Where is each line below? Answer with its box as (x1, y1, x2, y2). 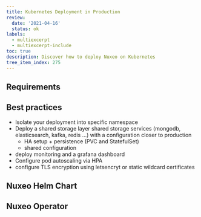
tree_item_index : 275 (6, 59, 61, 65)
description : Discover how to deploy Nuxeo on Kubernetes (6, 54, 156, 60)
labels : (6, 31, 26, 37)
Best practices (6, 102, 62, 112)
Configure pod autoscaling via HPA (15, 157, 103, 164)
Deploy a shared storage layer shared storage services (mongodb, (15, 125, 181, 132)
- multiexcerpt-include (12, 43, 71, 49)
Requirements (6, 82, 61, 92)
